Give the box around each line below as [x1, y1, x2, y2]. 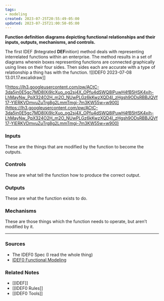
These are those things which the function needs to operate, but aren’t [5, 219, 147, 224]
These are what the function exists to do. [5, 196, 88, 201]
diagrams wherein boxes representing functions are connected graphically [5, 59, 155, 65]
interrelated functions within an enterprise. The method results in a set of [5, 54, 152, 60]
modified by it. [5, 224, 34, 230]
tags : [5, 7, 16, 12]
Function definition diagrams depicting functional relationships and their [5, 34, 156, 40]
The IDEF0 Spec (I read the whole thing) [12, 252, 93, 258]
